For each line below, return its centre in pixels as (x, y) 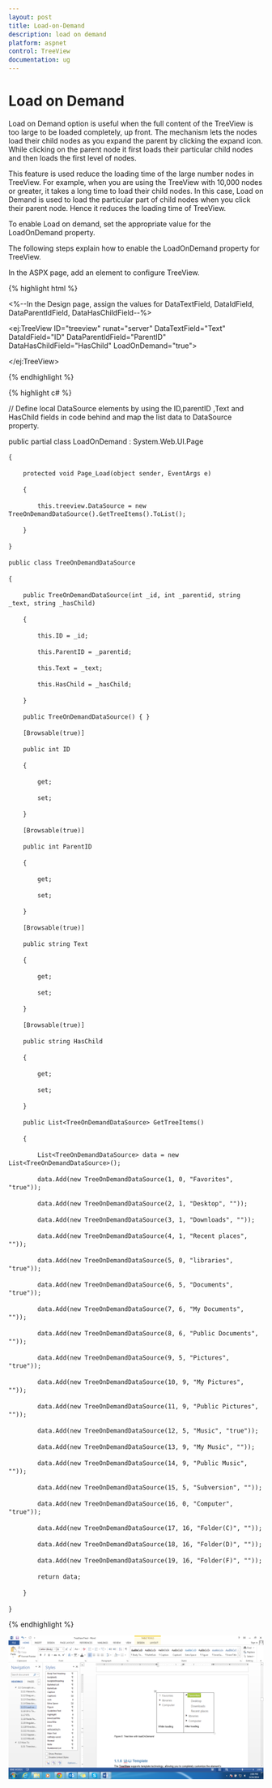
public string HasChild (63, 1041)
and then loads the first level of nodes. (72, 157)
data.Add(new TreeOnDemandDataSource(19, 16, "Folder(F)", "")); (150, 1560)
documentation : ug (39, 60)
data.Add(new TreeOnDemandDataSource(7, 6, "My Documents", (141, 1309)
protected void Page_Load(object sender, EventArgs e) (117, 473)
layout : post (30, 17)
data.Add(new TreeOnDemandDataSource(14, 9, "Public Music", (143, 1463)
